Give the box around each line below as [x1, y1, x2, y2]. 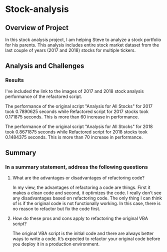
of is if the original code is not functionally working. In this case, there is [12, 200, 161, 206]
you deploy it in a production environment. [12, 241, 100, 247]
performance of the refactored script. [5, 93, 82, 99]
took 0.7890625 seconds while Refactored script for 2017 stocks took [5, 108, 149, 114]
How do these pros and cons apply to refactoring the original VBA [12, 215, 148, 221]
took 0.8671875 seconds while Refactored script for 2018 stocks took [5, 128, 148, 134]
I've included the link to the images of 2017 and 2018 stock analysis [5, 88, 144, 94]
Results [5, 76, 24, 83]
